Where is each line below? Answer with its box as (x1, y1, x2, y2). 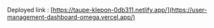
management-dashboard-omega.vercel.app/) (7, 13, 136, 21)
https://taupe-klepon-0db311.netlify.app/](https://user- (52, 6, 207, 14)
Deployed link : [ (7, 6, 53, 14)
